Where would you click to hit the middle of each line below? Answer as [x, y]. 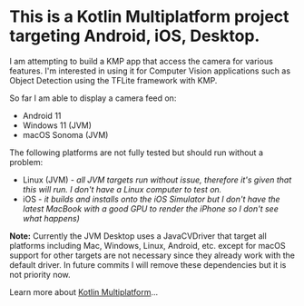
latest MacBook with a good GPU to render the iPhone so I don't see [150, 208]
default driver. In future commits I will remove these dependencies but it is [148, 264]
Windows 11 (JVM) [57, 125]
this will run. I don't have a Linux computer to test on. [122, 189]
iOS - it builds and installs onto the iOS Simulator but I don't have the [151, 199]
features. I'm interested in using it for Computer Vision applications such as [150, 71]
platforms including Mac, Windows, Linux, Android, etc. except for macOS [147, 245]
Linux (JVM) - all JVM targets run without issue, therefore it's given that [157, 180]
